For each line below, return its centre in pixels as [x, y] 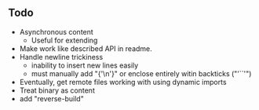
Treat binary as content [57, 90]
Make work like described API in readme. [86, 48]
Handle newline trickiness [61, 57]
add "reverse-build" [51, 98]
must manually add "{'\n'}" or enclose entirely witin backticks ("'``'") [141, 73]
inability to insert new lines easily [85, 65]
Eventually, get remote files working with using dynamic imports [123, 82]
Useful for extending [64, 40]
